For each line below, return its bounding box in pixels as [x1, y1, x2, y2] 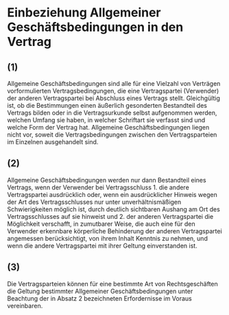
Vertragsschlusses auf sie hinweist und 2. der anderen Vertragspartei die [7, 212, 214, 220]
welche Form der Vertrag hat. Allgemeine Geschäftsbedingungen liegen [7, 124, 210, 131]
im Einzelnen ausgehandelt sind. [7, 138, 99, 145]
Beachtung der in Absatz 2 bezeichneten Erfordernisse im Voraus [7, 294, 192, 303]
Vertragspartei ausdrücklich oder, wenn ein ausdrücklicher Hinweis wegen [7, 190, 218, 198]
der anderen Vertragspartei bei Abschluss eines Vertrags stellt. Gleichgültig [7, 94, 221, 102]
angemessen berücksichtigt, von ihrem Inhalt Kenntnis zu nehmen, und [7, 234, 208, 242]
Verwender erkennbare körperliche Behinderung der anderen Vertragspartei [7, 226, 223, 235]
